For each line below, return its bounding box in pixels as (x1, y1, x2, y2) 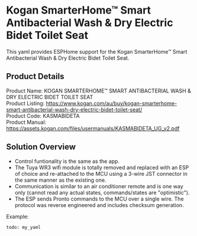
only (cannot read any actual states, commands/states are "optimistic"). (14, 189, 190, 196)
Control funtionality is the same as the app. (14, 158, 120, 165)
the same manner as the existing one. (14, 176, 106, 183)
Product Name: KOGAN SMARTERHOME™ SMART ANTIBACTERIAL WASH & (6, 87, 191, 94)
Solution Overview (6, 142, 76, 152)
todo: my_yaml (6, 224, 41, 230)
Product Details (6, 71, 64, 81)
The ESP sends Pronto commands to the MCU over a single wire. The (14, 195, 185, 202)
